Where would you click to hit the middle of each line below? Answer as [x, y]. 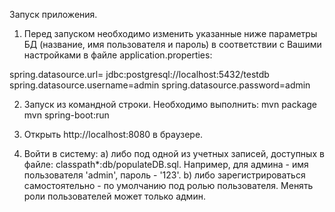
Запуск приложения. [53, 14]
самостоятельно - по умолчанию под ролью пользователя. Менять [168, 185]
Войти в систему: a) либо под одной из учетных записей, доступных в [174, 153]
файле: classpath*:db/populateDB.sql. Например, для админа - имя [166, 164]
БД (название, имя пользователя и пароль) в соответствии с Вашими [172, 44]
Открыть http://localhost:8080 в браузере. [113, 134]
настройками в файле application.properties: [118, 55]
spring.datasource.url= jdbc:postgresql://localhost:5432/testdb [139, 74]
